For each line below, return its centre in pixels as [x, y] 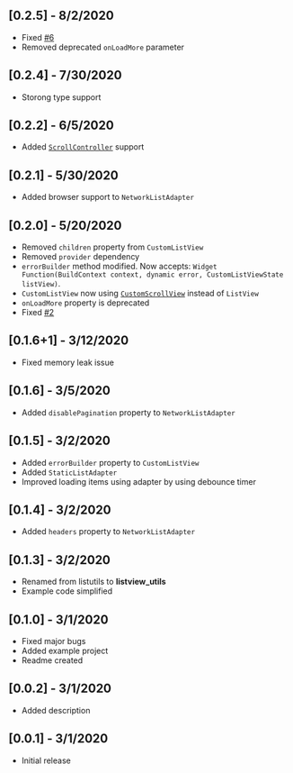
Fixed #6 [38, 37]
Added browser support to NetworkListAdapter [108, 197]
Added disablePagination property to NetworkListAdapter [128, 412]
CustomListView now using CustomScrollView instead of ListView [140, 294]
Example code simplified [67, 591]
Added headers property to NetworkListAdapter [108, 532]
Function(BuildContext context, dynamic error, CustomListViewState [152, 275]
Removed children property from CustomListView [112, 247]
